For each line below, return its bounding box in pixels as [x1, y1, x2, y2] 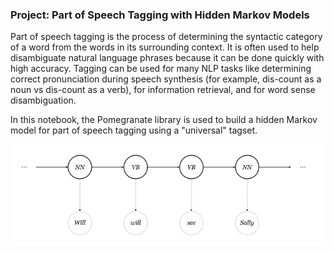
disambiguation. [10, 94, 77, 107]
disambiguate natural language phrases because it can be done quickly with [10, 52, 325, 64]
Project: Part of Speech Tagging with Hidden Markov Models [10, 8, 310, 22]
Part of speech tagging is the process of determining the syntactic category [10, 31, 323, 43]
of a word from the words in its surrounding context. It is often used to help [10, 41, 320, 53]
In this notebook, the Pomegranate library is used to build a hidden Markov [10, 114, 318, 126]
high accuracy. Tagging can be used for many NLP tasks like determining [10, 63, 312, 75]
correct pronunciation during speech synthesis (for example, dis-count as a [10, 73, 322, 85]
